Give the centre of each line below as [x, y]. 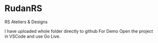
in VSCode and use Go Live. [32, 36]
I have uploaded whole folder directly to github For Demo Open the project [79, 31]
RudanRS [23, 8]
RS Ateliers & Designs [26, 22]
